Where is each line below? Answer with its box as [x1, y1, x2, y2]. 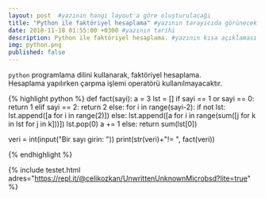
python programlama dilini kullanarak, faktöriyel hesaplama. [8, 70, 202, 79]
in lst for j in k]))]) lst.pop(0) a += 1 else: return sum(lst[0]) [8, 120, 198, 128]
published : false [8, 48, 66, 56]
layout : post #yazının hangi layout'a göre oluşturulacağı [8, 11, 212, 20]
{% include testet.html [8, 166, 81, 174]
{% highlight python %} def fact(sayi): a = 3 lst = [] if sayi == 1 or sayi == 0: [8, 94, 255, 103]
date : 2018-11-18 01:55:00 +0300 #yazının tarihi [8, 26, 176, 34]
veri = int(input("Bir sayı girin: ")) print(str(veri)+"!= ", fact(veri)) [8, 135, 216, 143]
